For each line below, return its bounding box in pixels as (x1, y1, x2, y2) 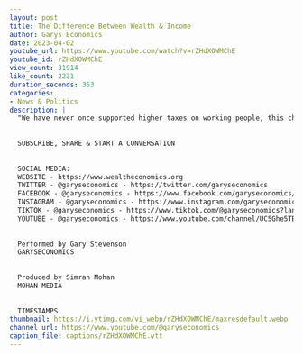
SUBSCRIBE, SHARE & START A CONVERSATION (17, 139, 176, 148)
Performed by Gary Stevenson (17, 240, 127, 249)
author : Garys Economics (9, 30, 103, 39)
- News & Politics (9, 96, 78, 106)
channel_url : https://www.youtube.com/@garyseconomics (9, 323, 220, 332)
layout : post (9, 13, 59, 23)
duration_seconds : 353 (9, 80, 95, 89)
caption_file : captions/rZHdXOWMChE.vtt (9, 331, 164, 340)
